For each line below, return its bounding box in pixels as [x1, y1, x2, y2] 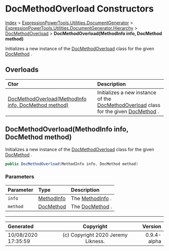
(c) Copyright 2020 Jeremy [62, 231, 128, 238]
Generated [8, 223, 34, 230]
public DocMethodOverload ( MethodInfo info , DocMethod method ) [5, 161, 138, 166]
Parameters [5, 173, 34, 180]
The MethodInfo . [71, 195, 112, 202]
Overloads [5, 66, 39, 74]
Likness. [85, 237, 105, 244]
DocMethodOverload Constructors [5, 3, 154, 15]
